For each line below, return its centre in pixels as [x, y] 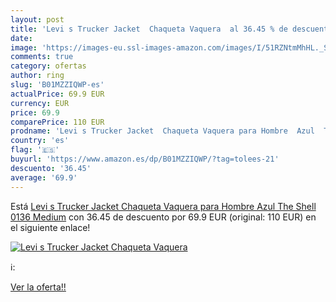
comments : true [42, 57]
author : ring [37, 76]
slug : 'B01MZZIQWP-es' [57, 85]
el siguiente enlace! [50, 227]
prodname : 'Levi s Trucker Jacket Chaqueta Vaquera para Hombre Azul [162, 131]
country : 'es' [40, 141]
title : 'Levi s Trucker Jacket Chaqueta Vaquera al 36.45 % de [149, 29]
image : [24, 47]
